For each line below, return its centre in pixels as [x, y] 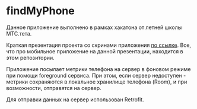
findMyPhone [41, 11]
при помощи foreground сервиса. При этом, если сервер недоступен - [96, 75]
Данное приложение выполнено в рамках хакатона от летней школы [94, 27]
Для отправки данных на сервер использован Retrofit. [75, 100]
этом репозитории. [30, 57]
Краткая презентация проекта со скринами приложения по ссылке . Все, [99, 45]
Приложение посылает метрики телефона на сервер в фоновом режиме [99, 69]
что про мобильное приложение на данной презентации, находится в [95, 51]
